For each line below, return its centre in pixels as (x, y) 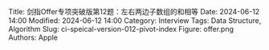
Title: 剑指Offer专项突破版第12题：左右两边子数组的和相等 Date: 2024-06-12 (134, 12)
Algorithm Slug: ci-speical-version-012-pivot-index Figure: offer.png (121, 29)
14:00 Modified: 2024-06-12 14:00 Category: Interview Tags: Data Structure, (135, 21)
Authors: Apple (33, 37)
